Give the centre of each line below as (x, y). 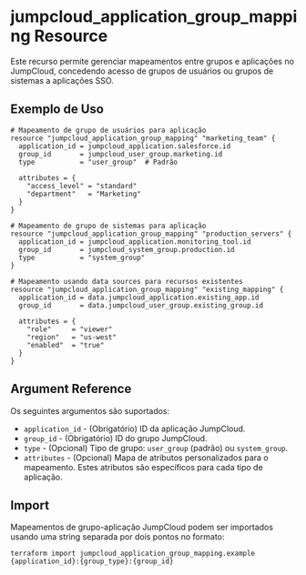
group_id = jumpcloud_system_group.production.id (127, 249)
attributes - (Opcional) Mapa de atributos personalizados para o (146, 458)
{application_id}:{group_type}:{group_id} (92, 561)
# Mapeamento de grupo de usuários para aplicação (108, 130)
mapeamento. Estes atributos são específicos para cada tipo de (143, 467)
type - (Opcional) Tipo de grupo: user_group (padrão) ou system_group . (156, 448)
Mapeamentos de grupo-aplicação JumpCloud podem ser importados (142, 527)
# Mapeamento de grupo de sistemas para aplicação (108, 226)
